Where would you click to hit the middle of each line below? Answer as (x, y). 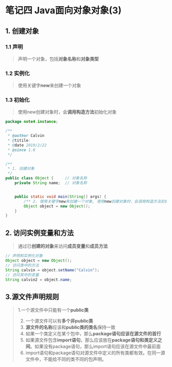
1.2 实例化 (17, 73)
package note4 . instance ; (32, 122)
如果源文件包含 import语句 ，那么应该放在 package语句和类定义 (91, 340)
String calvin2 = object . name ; (39, 280)
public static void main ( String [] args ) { (60, 197)
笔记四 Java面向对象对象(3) (63, 10)
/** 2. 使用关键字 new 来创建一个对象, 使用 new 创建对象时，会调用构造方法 (92, 201)
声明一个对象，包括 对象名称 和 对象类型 (58, 59)
